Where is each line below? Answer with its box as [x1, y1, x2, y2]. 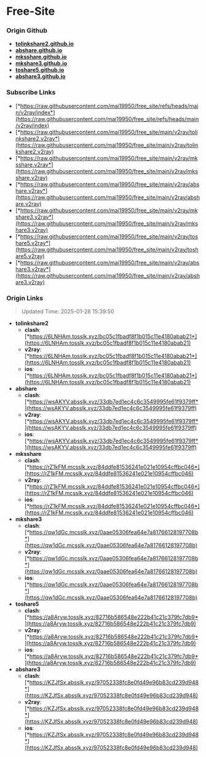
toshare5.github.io [15, 66, 65, 74]
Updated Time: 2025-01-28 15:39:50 [21, 308, 114, 315]
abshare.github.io [15, 47, 63, 54]
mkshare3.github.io [15, 60, 68, 67]
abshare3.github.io [15, 73, 66, 80]
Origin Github [6, 26, 48, 35]
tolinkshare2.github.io [15, 40, 74, 47]
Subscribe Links [6, 88, 56, 96]
